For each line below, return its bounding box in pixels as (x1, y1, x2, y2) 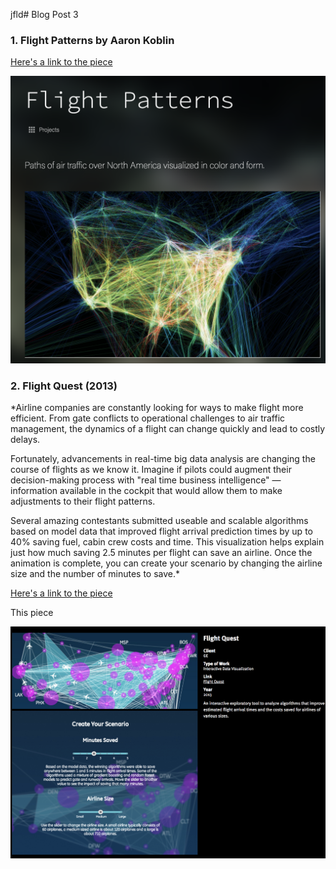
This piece (10, 607, 54, 619)
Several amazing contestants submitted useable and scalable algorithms (10, 515, 309, 527)
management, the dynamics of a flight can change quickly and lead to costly (10, 423, 326, 435)
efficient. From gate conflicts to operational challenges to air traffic (10, 412, 286, 424)
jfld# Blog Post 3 (10, 9, 79, 20)
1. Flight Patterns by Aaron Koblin (10, 33, 175, 47)
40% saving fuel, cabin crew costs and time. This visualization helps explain (10, 536, 325, 548)
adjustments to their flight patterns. (10, 495, 156, 508)
